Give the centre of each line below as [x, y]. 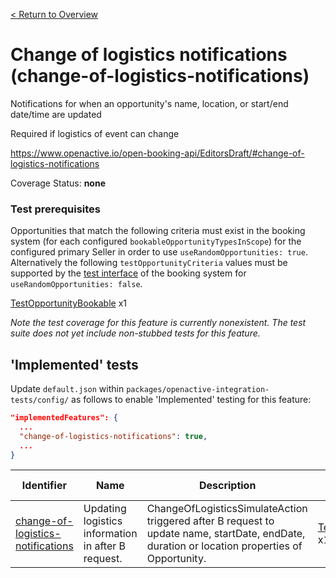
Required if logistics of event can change [95, 133]
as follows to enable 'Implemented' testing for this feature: [191, 400]
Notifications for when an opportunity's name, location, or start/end [149, 103]
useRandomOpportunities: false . [76, 284]
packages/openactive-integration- [198, 390]
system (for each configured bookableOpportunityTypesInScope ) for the [156, 241]
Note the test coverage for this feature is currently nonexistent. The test [158, 323]
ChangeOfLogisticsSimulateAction [227, 509]
